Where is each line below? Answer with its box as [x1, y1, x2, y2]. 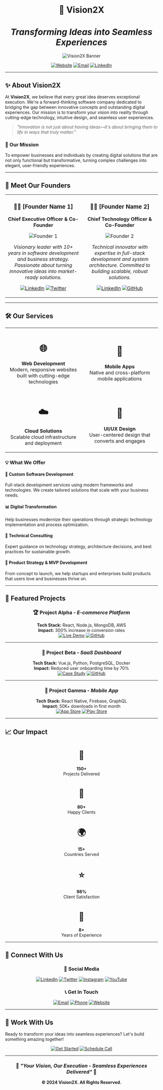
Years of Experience [61, 932, 102, 938]
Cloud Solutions [24, 427, 62, 434]
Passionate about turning [14, 262, 73, 269]
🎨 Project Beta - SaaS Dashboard [42, 649, 121, 656]
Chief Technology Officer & [87, 216, 152, 222]
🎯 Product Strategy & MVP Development [5, 560, 88, 565]
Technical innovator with [91, 243, 148, 250]
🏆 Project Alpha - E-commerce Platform [33, 609, 130, 616]
